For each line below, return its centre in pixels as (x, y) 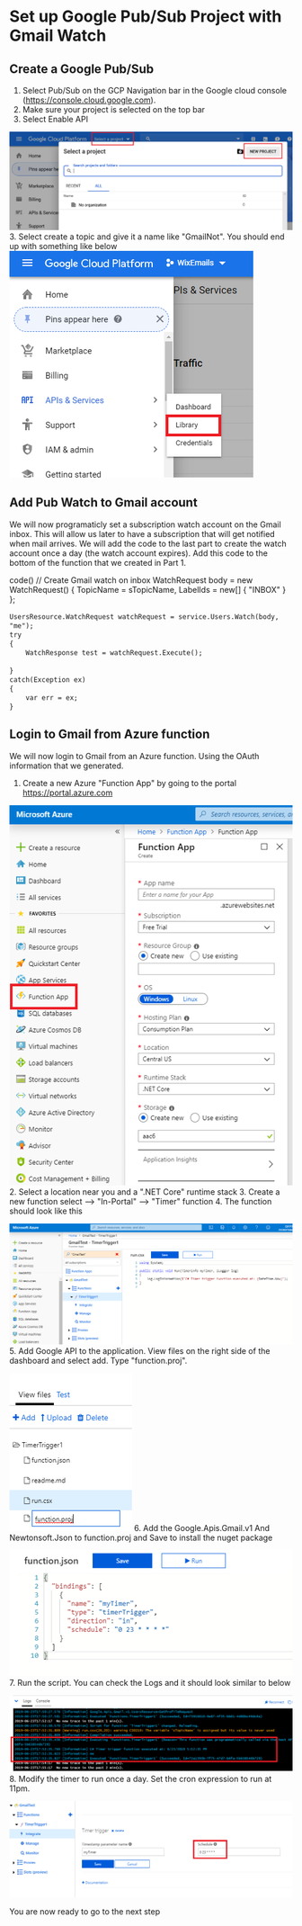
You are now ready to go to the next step (85, 1912)
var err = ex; (52, 698)
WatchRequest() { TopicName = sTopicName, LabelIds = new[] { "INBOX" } (148, 589)
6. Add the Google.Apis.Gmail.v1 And (202, 1527)
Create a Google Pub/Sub (82, 69)
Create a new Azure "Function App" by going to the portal (129, 783)
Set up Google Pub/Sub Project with (146, 17)
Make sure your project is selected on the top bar (113, 109)
